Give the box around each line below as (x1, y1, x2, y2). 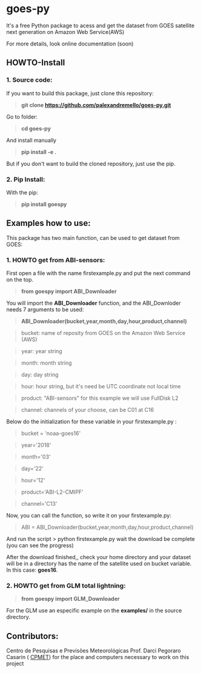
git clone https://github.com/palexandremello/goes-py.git (21, 101, 171, 108)
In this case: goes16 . (6, 566, 58, 574)
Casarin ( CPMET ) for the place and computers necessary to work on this (6, 654, 189, 661)
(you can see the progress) (6, 542, 74, 549)
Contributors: (6, 631, 59, 641)
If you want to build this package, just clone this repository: (6, 90, 154, 97)
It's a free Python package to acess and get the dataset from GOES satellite (6, 22, 195, 29)
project (6, 660, 24, 668)
